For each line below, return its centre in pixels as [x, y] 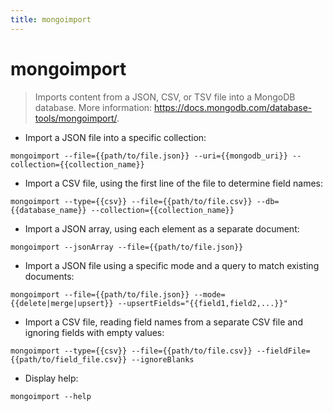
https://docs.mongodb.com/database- [233, 107]
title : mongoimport [51, 19]
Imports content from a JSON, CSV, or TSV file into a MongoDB [165, 97]
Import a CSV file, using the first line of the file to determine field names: [173, 183]
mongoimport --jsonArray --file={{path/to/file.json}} [127, 247]
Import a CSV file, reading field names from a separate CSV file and [163, 322]
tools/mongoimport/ [75, 118]
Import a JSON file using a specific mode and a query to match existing [172, 265]
